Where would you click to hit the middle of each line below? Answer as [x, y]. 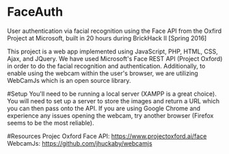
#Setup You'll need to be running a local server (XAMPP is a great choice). [112, 94]
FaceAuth [35, 12]
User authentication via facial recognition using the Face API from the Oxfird [114, 31]
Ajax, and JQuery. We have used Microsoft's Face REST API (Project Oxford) [115, 58]
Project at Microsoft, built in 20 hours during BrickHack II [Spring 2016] [107, 38]
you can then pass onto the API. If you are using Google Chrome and [104, 108]
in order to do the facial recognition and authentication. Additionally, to [106, 66]
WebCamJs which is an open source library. [69, 80]
